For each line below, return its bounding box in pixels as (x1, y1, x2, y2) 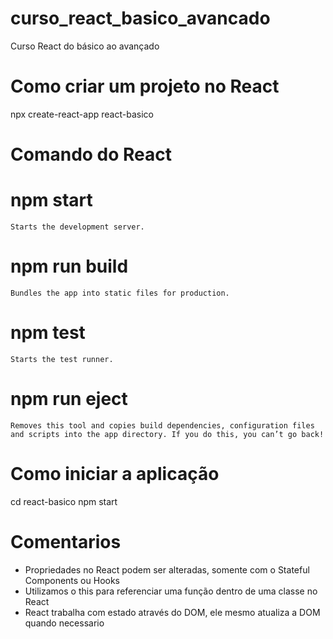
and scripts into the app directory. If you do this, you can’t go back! (10, 429, 325, 439)
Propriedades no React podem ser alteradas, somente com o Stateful (24, 563, 310, 576)
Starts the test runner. (10, 354, 114, 364)
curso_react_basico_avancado (10, 7, 271, 30)
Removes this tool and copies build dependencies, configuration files (10, 420, 315, 431)
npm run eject (10, 388, 128, 411)
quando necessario (24, 617, 105, 629)
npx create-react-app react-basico (10, 108, 154, 120)
